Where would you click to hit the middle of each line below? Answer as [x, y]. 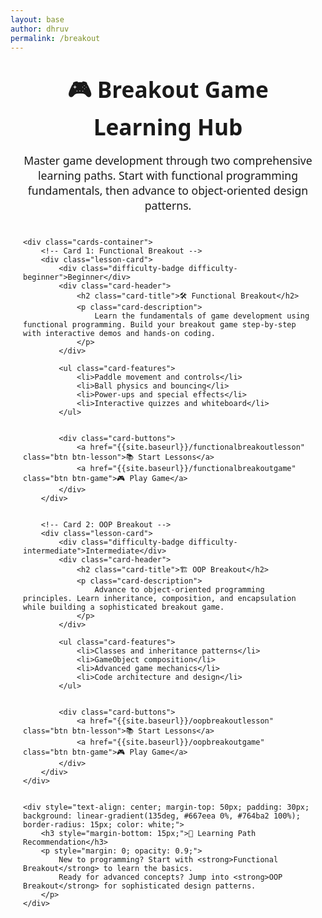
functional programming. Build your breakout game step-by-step [160, 324]
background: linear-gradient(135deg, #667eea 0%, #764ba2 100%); [162, 816]
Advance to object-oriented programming [179, 589]
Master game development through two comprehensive [168, 160]
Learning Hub [168, 127]
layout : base [37, 19]
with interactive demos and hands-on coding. [119, 333]
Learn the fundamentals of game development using [202, 316]
